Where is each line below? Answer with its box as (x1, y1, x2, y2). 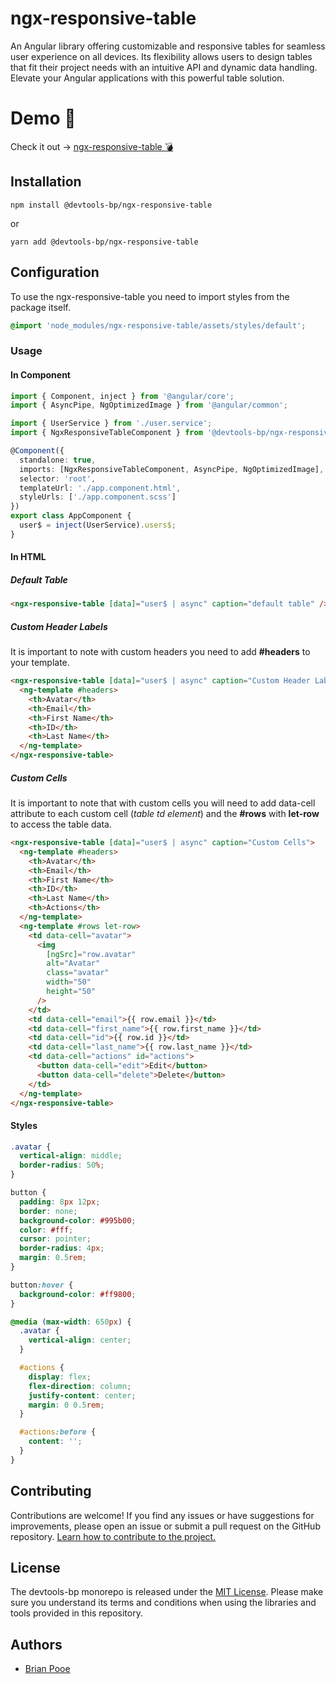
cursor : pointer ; (19, 1234, 92, 1244)
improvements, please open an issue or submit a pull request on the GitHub (10, 1520, 321, 1532)
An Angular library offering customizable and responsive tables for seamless (10, 40, 326, 52)
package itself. (10, 301, 71, 313)
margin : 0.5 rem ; (19, 1253, 87, 1263)
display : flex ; (28, 1372, 92, 1382)
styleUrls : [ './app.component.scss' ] (19, 492, 177, 502)
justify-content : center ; (28, 1390, 137, 1401)
